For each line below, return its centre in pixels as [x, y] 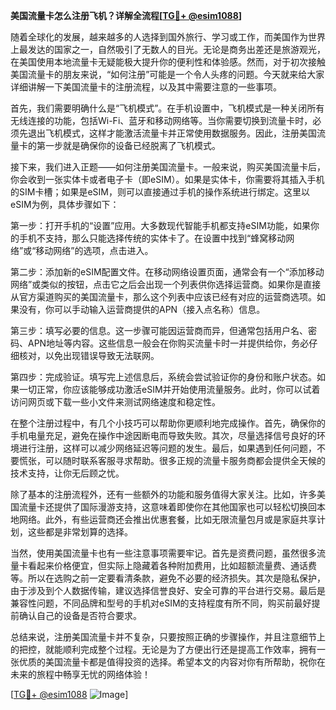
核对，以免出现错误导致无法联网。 [89, 355]
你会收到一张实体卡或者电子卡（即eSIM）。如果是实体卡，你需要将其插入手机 [167, 179]
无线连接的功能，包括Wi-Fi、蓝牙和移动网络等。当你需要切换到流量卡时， [161, 120]
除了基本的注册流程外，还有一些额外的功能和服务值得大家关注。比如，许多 [163, 494]
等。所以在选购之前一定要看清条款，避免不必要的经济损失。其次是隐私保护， [168, 578]
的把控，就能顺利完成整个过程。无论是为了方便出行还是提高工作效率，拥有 [163, 649]
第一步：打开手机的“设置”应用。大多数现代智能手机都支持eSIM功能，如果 [160, 225]
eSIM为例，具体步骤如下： [65, 204]
